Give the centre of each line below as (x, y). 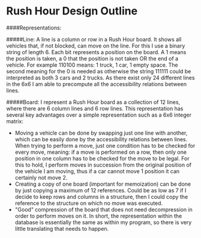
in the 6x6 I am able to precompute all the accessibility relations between (97, 84)
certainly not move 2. (41, 177)
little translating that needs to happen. (62, 228)
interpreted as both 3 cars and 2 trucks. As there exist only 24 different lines (100, 78)
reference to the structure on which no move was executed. (89, 203)
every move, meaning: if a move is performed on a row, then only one (101, 152)
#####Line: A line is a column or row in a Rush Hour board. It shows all (94, 39)
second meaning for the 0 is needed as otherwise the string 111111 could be (99, 71)
